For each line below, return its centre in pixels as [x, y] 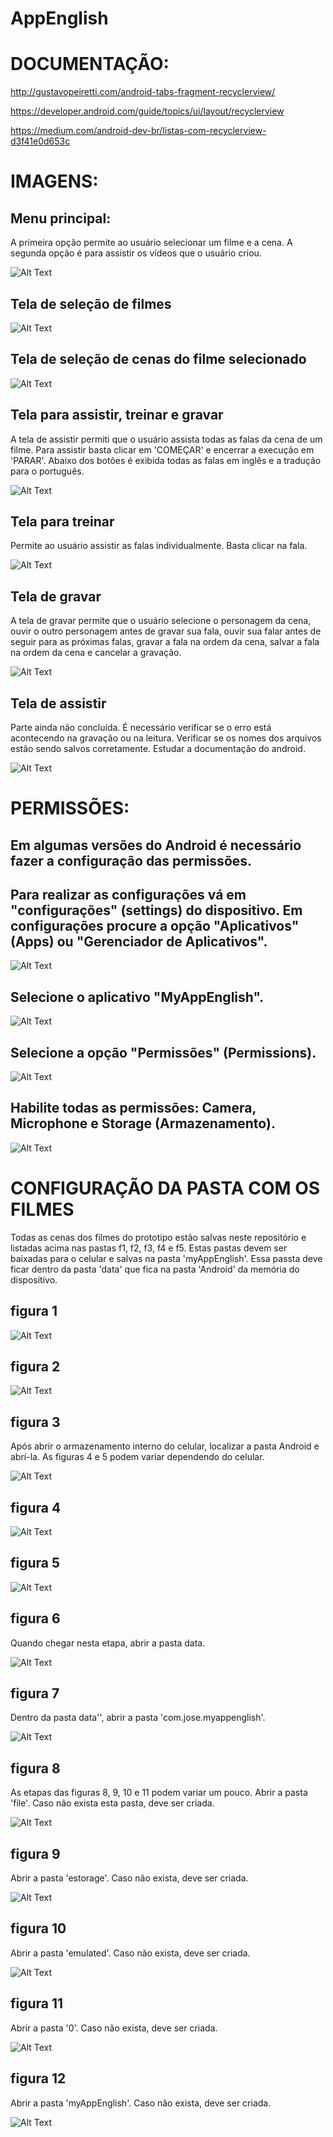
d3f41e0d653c [40, 141]
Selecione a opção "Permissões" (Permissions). [163, 1052]
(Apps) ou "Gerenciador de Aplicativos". [139, 941]
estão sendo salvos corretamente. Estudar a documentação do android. [158, 748]
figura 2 [35, 1366]
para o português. [47, 471]
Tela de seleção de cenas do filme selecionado [158, 359]
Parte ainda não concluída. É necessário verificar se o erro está [141, 727]
